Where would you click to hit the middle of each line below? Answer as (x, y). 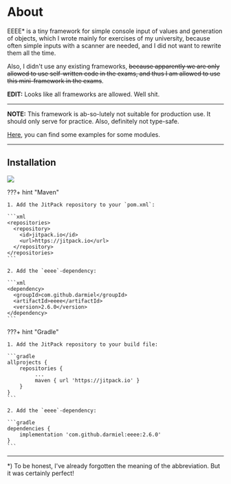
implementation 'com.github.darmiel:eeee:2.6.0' (90, 434)
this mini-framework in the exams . (56, 80)
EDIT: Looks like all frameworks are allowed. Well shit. (84, 94)
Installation (32, 163)
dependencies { (29, 428)
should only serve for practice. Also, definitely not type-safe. (93, 121)
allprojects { (27, 362)
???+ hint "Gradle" (33, 331)
